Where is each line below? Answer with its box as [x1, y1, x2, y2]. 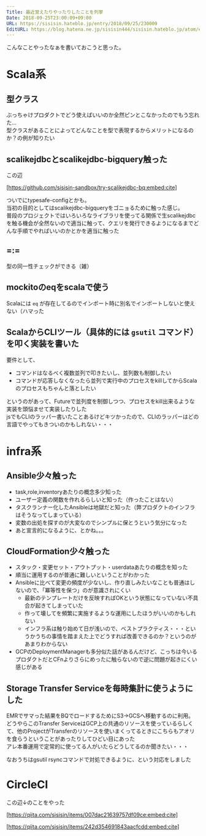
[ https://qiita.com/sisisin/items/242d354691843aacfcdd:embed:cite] [6, 823, 180, 830]
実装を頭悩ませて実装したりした [6, 405, 87, 412]
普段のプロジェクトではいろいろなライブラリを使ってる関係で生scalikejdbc [6, 212, 196, 219]
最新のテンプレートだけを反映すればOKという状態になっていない [24, 594, 188, 602]
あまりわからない [24, 640, 68, 648]
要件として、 [6, 356, 39, 363]
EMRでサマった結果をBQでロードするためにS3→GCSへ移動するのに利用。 [6, 712, 194, 719]
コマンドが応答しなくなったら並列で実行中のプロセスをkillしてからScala [15, 377, 197, 384]
